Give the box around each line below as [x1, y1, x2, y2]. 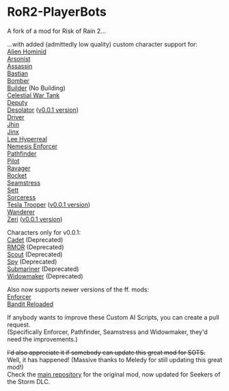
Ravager [7, 164, 31, 172]
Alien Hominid [7, 47, 46, 56]
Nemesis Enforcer [7, 142, 58, 150]
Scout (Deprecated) [7, 250, 63, 258]
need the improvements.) [7, 335, 78, 343]
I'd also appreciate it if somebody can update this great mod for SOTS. [7, 348, 206, 357]
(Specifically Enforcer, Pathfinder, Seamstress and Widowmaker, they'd [7, 327, 208, 336]
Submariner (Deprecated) [7, 265, 79, 273]
